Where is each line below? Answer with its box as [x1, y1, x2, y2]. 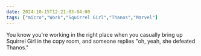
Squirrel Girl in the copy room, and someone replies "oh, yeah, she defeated [6, 37, 196, 45]
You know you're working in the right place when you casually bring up [6, 31, 183, 38]
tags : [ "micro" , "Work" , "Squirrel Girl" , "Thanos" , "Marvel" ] [6, 14, 158, 20]
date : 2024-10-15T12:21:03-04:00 [6, 8, 91, 15]
